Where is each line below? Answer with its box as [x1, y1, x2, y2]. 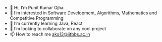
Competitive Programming [9, 15, 63, 21]
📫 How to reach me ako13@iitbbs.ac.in [9, 31, 90, 37]
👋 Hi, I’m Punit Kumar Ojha [9, 5, 64, 10]
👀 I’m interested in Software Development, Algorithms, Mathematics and [9, 10, 157, 16]
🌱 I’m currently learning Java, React [9, 20, 83, 26]
